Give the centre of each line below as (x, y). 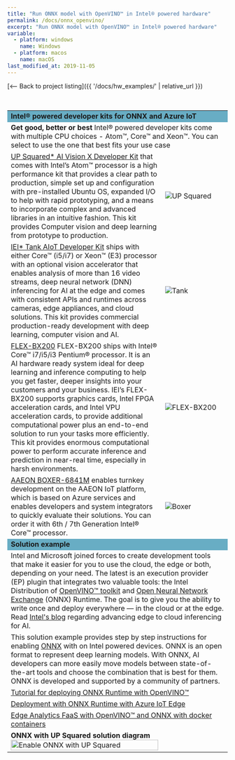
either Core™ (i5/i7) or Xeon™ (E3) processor (84, 255)
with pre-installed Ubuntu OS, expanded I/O (83, 192)
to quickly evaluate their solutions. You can (81, 515)
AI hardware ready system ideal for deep (78, 364)
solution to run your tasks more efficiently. (80, 434)
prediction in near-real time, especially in (78, 460)
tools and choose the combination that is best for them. (127, 672)
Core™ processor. (40, 533)
